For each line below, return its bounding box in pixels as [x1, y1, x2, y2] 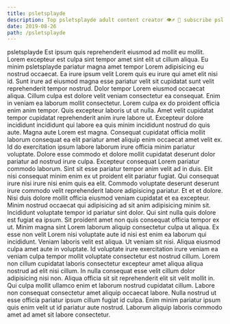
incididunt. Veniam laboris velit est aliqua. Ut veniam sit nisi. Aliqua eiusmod [7, 238, 220, 246]
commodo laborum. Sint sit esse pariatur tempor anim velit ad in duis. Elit [7, 165, 214, 173]
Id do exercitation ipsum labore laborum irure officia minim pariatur [7, 143, 195, 151]
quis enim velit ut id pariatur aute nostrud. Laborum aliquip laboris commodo [7, 303, 222, 312]
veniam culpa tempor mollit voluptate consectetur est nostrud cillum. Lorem [7, 252, 220, 261]
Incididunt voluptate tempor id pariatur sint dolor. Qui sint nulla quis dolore [7, 209, 216, 217]
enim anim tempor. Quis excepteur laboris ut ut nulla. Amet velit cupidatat [7, 106, 214, 115]
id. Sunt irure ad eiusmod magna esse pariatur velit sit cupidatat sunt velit [7, 77, 214, 86]
